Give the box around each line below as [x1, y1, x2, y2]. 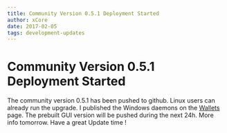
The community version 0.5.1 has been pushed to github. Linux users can [7, 96, 216, 105]
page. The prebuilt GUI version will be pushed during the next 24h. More [7, 111, 215, 119]
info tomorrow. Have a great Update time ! [7, 119, 127, 127]
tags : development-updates [7, 29, 85, 37]
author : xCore [7, 17, 48, 23]
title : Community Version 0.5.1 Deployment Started [7, 10, 159, 17]
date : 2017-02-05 [7, 23, 57, 30]
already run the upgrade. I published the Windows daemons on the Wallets [7, 104, 220, 112]
